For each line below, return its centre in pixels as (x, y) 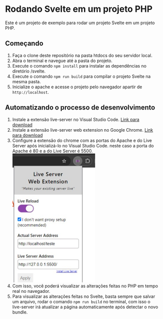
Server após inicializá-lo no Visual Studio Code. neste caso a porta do (83, 145)
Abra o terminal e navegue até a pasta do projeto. (62, 61)
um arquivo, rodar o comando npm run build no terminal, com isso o (81, 301)
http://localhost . (30, 92)
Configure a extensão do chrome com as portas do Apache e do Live (82, 140)
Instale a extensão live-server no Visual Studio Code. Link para (76, 119)
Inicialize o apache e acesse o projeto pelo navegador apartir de (77, 87)
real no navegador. (31, 291)
